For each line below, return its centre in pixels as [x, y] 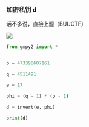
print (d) [17, 118]
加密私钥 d [21, 9]
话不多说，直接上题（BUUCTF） [46, 24]
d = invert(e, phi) [31, 107]
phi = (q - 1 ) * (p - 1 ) [38, 96]
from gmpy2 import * [32, 47]
